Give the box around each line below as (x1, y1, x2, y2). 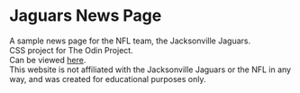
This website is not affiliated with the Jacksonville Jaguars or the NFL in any (9, 64, 291, 75)
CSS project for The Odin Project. (9, 44, 133, 55)
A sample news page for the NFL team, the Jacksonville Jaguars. (9, 35, 250, 46)
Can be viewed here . (9, 54, 86, 65)
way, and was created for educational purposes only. (9, 73, 206, 84)
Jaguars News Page (9, 5, 162, 26)
